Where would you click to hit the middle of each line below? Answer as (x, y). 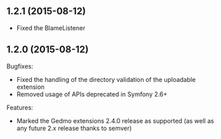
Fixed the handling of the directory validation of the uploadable (106, 79)
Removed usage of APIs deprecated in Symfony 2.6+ (92, 94)
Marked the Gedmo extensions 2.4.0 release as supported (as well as (115, 120)
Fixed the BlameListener (51, 28)
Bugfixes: (20, 66)
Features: (20, 107)
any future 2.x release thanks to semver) (74, 128)
